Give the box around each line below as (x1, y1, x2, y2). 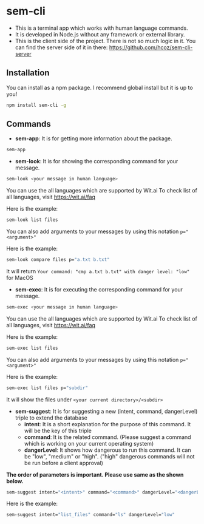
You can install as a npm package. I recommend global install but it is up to (6, 84, 193, 91)
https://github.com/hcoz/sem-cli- (109, 44, 193, 51)
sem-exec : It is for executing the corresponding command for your (15, 285, 183, 293)
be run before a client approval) (24, 459, 103, 466)
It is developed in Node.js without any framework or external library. (15, 30, 185, 38)
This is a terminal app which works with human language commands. (15, 24, 188, 32)
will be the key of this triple (24, 427, 92, 434)
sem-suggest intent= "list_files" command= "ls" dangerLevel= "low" (6, 512, 175, 518)
